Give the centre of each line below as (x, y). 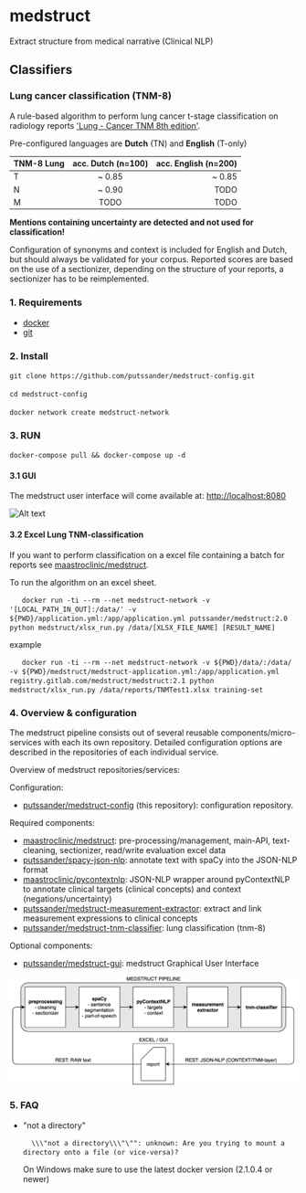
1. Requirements (46, 302)
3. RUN (25, 435)
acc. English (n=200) (196, 164)
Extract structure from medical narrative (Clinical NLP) (111, 41)
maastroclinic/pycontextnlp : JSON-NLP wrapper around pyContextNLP (156, 879)
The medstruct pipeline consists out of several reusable (114, 733)
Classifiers (41, 70)
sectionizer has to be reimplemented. (79, 279)
